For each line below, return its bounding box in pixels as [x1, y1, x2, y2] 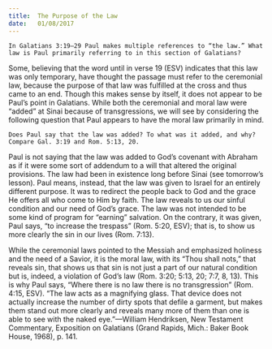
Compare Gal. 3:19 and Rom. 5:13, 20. [8, 137, 140, 146]
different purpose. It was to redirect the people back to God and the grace [8, 186, 257, 196]
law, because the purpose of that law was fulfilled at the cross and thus [8, 80, 248, 90]
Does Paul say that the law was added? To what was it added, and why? [8, 131, 256, 139]
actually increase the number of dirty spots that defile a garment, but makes [8, 297, 263, 307]
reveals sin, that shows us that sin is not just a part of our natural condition [8, 262, 258, 272]
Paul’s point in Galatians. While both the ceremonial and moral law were [8, 97, 248, 107]
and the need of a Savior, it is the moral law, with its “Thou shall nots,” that [8, 253, 257, 264]
